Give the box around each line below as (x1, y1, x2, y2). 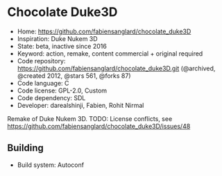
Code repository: (17, 56, 66, 65)
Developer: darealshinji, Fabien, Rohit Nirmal (17, 101, 144, 109)
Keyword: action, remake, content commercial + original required (17, 49, 203, 58)
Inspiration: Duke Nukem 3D (17, 34, 99, 42)
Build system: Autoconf (17, 161, 85, 169)
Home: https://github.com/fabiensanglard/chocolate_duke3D (17, 27, 191, 35)
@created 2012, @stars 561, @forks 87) (17, 71, 131, 80)
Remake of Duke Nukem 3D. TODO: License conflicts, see (7, 114, 173, 122)
